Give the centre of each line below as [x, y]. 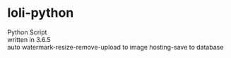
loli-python [41, 13]
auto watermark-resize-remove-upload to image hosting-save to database [115, 47]
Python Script [27, 32]
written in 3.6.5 [29, 39]
